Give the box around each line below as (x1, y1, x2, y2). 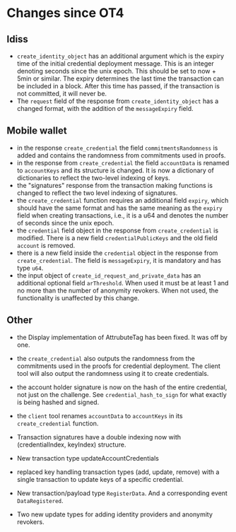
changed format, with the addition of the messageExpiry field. (16, 105, 194, 112)
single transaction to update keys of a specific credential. (16, 475, 184, 483)
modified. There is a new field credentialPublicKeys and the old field (16, 233, 218, 242)
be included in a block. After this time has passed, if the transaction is (16, 82, 220, 90)
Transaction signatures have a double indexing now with (16, 432, 182, 441)
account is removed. (16, 241, 76, 249)
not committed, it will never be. (16, 90, 107, 97)
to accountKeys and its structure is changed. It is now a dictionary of (16, 166, 215, 175)
